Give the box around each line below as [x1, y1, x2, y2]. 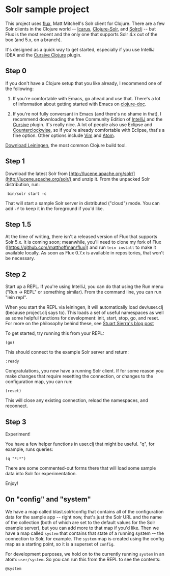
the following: [5, 85, 34, 92]
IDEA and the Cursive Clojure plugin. [5, 52, 82, 58]
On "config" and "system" [5, 495, 92, 504]
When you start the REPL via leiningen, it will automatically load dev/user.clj [5, 304, 163, 310]
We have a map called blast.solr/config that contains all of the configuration [5, 508, 164, 514]
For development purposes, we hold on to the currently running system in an [5, 551, 164, 557]
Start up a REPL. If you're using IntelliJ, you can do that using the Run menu [5, 283, 164, 290]
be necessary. [5, 255, 35, 262]
